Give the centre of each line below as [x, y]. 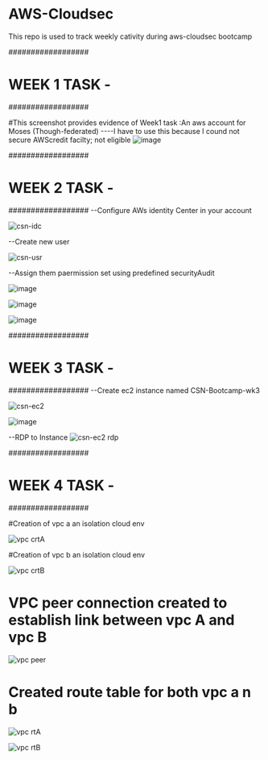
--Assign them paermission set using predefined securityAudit [111, 273]
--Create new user [39, 241]
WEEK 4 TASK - [62, 485]
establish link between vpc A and [122, 620]
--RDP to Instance [38, 437]
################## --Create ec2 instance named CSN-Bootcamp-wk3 [134, 390]
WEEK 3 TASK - [61, 368]
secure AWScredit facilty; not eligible [70, 140]
